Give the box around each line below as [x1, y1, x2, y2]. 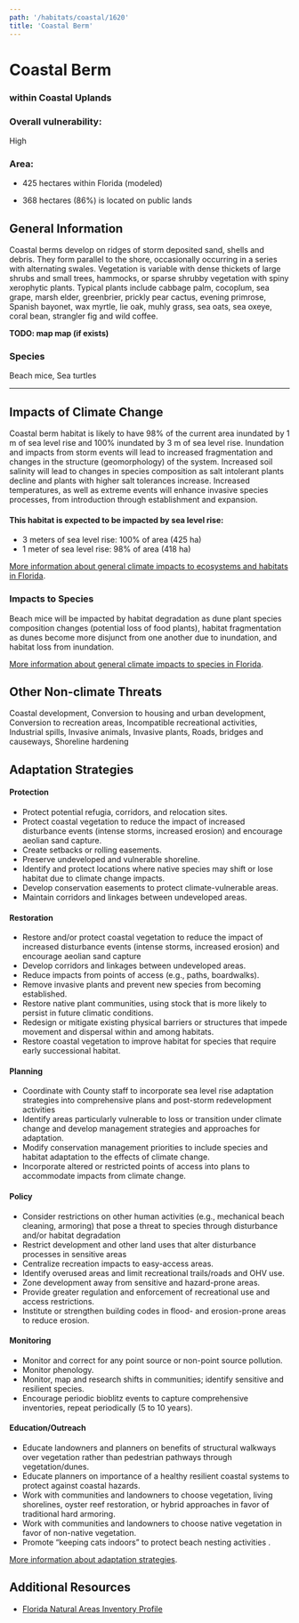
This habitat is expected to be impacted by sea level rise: [9, 514, 224, 525]
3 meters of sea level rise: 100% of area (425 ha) [21, 535, 202, 545]
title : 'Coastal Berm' [9, 21, 93, 30]
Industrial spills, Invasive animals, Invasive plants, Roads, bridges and [9, 727, 264, 738]
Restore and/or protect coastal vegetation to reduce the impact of [21, 932, 264, 943]
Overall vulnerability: [9, 115, 102, 127]
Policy [9, 1191, 33, 1202]
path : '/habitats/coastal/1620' [9, 12, 129, 22]
